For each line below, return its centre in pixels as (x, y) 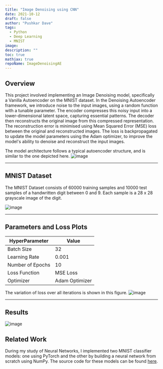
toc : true (15, 55)
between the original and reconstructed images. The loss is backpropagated (81, 131)
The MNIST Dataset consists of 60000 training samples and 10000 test (76, 187)
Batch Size (20, 249)
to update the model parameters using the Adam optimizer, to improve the (79, 136)
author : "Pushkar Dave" (29, 23)
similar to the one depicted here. (37, 156)
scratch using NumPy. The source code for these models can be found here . (81, 361)
